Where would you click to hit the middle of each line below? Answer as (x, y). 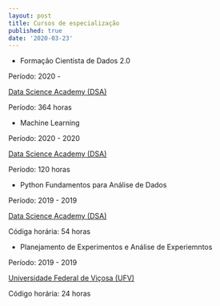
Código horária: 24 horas (50, 294)
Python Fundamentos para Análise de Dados (93, 185)
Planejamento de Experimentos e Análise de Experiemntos (116, 247)
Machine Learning (50, 123)
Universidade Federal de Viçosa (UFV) (71, 278)
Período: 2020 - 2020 (44, 139)
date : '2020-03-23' (41, 38)
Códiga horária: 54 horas (49, 232)
